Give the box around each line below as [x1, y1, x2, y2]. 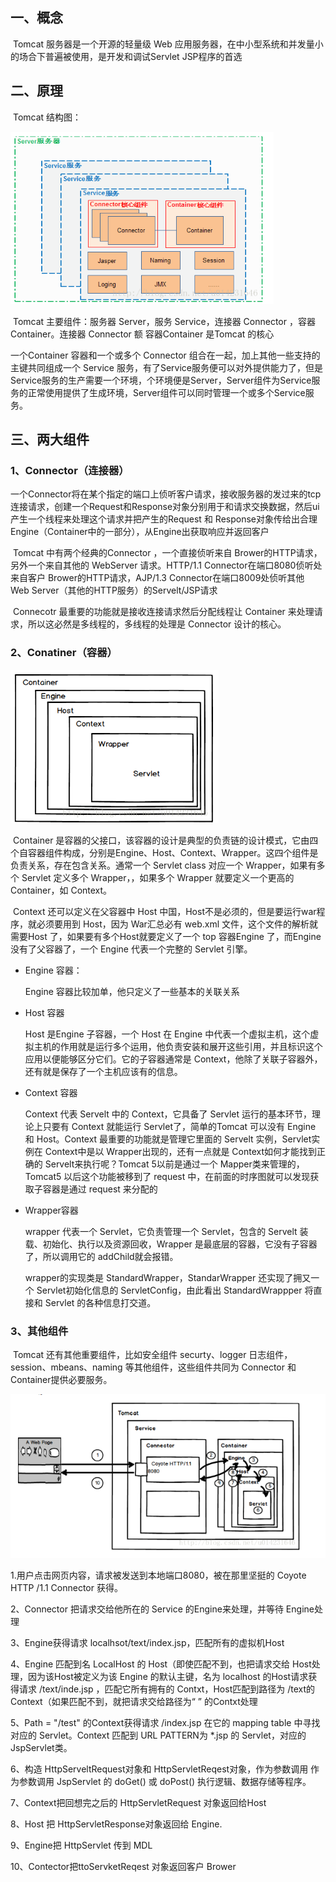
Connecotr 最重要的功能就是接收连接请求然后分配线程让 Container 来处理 [12, 606, 315, 618]
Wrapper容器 [24, 1204, 79, 1216]
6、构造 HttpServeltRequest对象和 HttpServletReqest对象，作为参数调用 [10, 1763, 309, 1775]
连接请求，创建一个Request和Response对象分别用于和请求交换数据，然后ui [10, 501, 320, 513]
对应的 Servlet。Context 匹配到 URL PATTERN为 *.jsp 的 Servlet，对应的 [10, 1729, 307, 1741]
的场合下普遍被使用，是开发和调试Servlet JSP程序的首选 [10, 50, 243, 62]
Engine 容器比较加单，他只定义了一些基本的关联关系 [24, 985, 240, 997]
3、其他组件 [10, 1324, 69, 1338]
